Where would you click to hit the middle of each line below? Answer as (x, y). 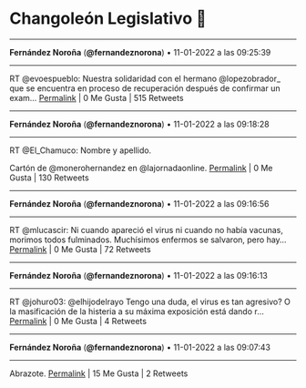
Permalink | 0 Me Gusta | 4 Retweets (78, 321)
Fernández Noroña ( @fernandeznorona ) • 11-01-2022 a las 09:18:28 (140, 124)
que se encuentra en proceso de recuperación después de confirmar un (145, 88)
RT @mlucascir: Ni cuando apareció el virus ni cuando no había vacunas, (147, 230)
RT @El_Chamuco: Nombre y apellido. (81, 150)
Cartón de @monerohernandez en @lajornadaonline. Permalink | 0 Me (141, 168)
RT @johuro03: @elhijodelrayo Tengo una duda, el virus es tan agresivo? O (150, 301)
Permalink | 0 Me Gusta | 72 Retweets (81, 249)
